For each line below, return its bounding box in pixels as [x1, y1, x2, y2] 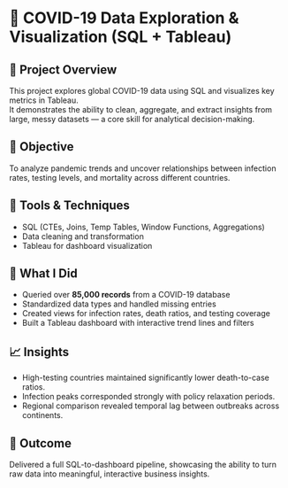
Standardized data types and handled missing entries [21, 298, 216, 309]
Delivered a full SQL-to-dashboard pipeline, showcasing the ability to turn [9, 460, 277, 470]
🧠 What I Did [9, 266, 78, 282]
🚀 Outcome [9, 436, 72, 451]
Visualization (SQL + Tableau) [9, 27, 232, 47]
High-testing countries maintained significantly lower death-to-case [21, 372, 269, 383]
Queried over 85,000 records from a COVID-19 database [21, 290, 231, 300]
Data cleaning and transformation [21, 230, 144, 242]
